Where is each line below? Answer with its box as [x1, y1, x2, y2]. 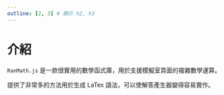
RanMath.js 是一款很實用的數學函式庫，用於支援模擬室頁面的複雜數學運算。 [7, 66, 221, 74]
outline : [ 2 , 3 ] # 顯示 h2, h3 [7, 10, 95, 17]
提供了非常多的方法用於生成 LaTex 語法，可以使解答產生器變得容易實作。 [7, 81, 215, 89]
